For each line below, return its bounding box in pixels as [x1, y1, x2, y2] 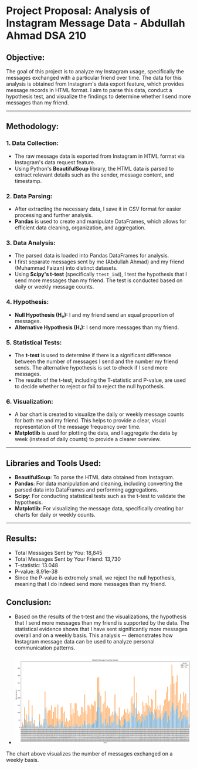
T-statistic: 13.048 [14, 561, 59, 568]
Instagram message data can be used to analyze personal [14, 638, 155, 645]
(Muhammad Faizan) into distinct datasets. [14, 265, 118, 272]
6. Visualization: [6, 397, 54, 405]
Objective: [6, 52, 45, 62]
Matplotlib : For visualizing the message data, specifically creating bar [14, 504, 184, 511]
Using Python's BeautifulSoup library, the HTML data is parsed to [14, 165, 174, 172]
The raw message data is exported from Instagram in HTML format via [14, 153, 185, 160]
